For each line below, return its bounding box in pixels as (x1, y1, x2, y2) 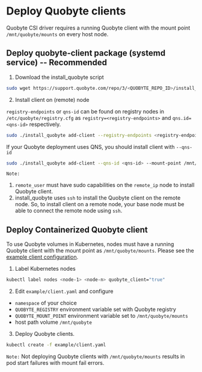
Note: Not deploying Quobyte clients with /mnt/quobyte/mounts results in (6, 353, 185, 360)
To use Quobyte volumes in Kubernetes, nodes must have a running (6, 241, 174, 248)
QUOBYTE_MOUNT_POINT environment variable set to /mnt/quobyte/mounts (14, 312, 188, 320)
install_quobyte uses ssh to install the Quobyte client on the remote (14, 194, 181, 201)
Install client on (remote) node (14, 96, 90, 103)
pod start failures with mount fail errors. (6, 359, 105, 366)
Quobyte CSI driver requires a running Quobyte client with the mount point (6, 24, 191, 31)
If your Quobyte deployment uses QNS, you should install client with (6, 143, 176, 150)
